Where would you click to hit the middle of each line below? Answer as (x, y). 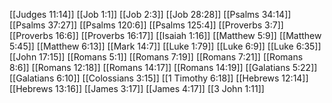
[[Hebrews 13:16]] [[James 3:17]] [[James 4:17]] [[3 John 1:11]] (137, 88)
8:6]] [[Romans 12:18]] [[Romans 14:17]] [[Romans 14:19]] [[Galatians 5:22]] (163, 67)
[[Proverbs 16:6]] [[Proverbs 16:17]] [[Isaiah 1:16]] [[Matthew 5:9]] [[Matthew (165, 35)
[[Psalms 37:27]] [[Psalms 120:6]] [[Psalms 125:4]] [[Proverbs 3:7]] (146, 25)
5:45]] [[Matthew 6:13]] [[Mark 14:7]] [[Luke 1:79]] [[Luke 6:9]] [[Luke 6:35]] (165, 46)
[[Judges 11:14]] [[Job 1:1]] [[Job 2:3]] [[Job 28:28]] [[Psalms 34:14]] (150, 14)
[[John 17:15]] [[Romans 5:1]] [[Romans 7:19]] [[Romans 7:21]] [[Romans (156, 57)
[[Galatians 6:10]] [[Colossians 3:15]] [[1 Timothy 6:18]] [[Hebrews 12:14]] (159, 78)
